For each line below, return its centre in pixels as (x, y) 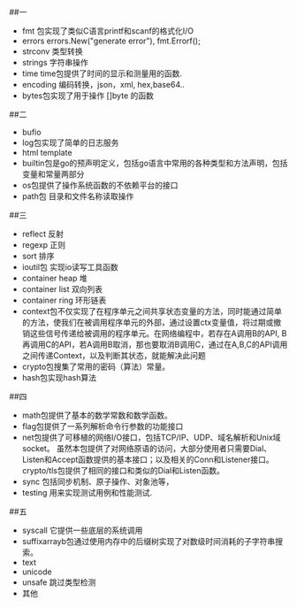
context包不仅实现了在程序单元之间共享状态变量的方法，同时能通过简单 (152, 311)
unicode (37, 572)
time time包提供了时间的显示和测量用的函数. (102, 73)
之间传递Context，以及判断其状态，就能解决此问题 (114, 355)
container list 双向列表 (62, 289)
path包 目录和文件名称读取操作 (78, 196)
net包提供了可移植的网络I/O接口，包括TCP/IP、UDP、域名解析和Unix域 (151, 437)
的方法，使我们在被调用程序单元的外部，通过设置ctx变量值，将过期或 (148, 322)
